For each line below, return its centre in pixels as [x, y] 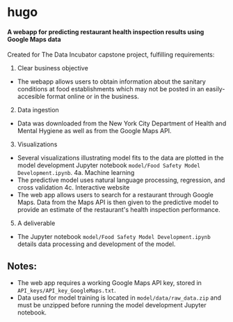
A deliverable [36, 223]
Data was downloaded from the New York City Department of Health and [122, 123]
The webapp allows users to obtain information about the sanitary [112, 82]
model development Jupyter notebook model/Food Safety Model [109, 165]
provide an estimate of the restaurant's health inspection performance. [119, 210]
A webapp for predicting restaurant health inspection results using [106, 31]
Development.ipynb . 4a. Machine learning [76, 173]
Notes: [22, 266]
